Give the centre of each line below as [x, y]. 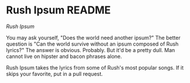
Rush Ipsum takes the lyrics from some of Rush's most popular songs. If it [95, 67]
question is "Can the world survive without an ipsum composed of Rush [92, 44]
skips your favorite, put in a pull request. [55, 74]
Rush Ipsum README [58, 10]
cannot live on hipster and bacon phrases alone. [64, 56]
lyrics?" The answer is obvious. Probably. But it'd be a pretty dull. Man [91, 50]
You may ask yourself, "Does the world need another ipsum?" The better [93, 37]
